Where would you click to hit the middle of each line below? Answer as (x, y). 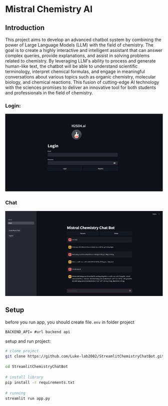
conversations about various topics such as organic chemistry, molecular (80, 77)
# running (15, 393)
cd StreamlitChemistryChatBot (37, 367)
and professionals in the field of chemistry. (49, 93)
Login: (13, 105)
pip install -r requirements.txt (40, 382)
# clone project (22, 351)
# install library (24, 377)
